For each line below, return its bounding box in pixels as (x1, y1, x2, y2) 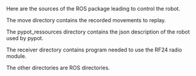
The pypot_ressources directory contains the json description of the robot (6, 28, 190, 35)
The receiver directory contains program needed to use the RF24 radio (6, 46, 182, 53)
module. (6, 53, 27, 59)
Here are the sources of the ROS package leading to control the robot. (6, 5, 181, 12)
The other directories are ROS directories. (6, 64, 110, 71)
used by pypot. (6, 35, 44, 41)
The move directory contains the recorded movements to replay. (6, 17, 166, 23)
